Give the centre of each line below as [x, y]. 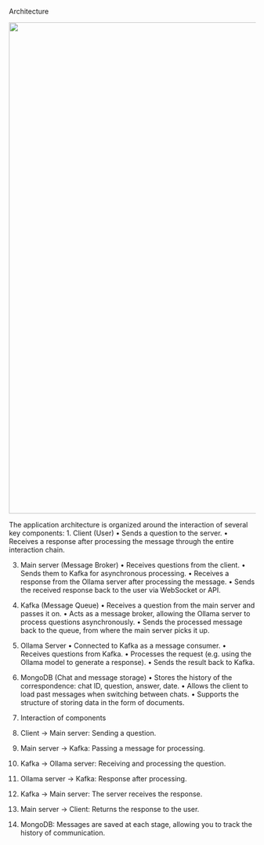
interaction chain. [37, 550]
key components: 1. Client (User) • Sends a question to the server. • [118, 533]
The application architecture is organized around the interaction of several [128, 525]
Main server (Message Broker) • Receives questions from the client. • [133, 565]
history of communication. [63, 833]
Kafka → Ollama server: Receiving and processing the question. [123, 763]
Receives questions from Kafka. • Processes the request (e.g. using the [136, 654]
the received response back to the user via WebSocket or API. [121, 590]
